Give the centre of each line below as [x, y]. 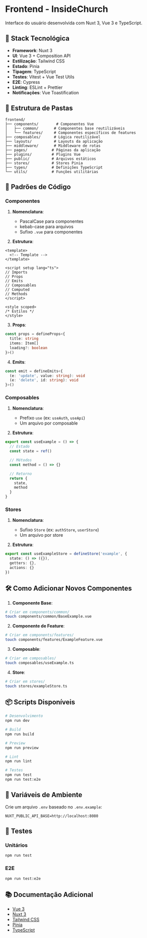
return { [19, 478]
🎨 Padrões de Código [38, 187]
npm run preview [22, 748]
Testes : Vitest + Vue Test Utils [43, 77]
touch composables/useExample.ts [40, 663]
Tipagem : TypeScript [34, 71]
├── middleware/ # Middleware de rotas [53, 146]
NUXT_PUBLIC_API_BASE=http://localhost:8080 [52, 816]
